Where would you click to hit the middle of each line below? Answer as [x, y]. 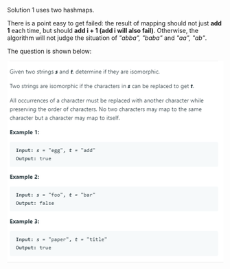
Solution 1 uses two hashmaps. [51, 10]
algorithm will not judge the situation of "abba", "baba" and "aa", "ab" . [107, 38]
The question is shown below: [49, 51]
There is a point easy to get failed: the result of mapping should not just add [114, 23]
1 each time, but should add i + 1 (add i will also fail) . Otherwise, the [103, 31]
